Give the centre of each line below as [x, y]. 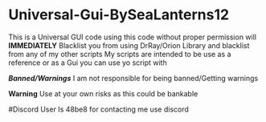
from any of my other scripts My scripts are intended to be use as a [120, 54]
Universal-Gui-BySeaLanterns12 [119, 15]
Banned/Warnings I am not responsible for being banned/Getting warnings [133, 78]
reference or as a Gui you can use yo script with [88, 63]
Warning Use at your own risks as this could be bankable [103, 93]
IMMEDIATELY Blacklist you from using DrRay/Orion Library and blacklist [129, 45]
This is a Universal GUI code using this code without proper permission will [133, 37]
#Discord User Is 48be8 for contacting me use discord [98, 109]
